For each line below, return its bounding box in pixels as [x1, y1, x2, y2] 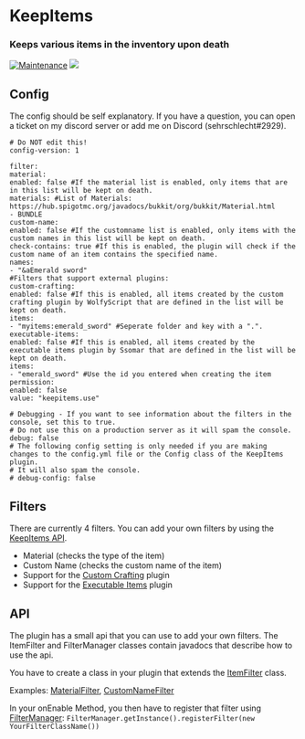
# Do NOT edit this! [9, 138, 89, 147]
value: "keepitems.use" [9, 394, 100, 403]
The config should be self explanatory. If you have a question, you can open [9, 111, 296, 121]
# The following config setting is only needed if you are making [9, 442, 268, 451]
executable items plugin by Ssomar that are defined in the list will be [9, 346, 297, 355]
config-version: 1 [9, 146, 79, 155]
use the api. [9, 649, 54, 660]
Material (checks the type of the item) [22, 550, 165, 562]
